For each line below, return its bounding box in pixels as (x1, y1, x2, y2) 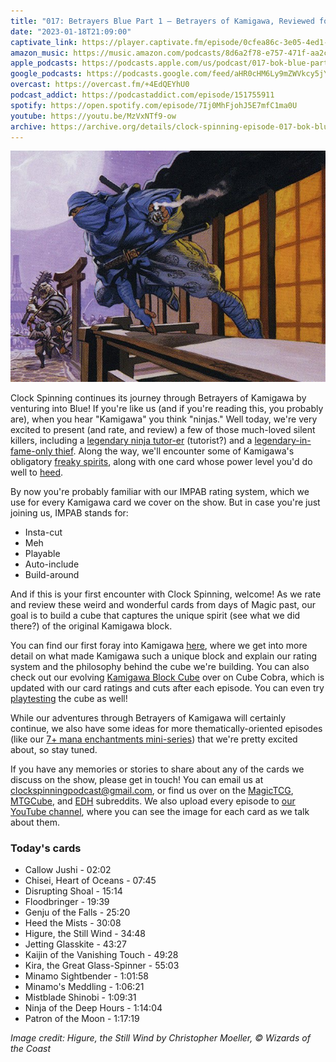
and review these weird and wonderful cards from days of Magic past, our (10, 599, 317, 611)
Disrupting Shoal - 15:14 (24, 885, 123, 897)
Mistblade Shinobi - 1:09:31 (24, 991, 137, 1004)
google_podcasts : (10, 69, 83, 79)
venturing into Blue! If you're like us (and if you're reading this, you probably (10, 403, 324, 415)
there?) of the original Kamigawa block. (10, 620, 173, 632)
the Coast (10, 1043, 52, 1055)
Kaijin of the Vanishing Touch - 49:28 (24, 949, 179, 961)
